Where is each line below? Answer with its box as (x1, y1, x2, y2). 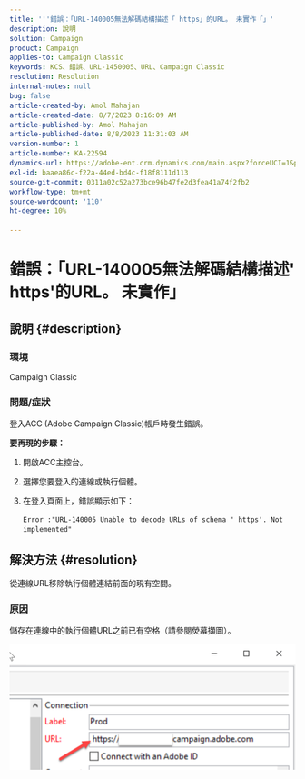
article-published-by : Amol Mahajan (9, 120, 148, 129)
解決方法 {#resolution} (9, 552, 138, 567)
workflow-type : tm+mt (9, 187, 92, 196)
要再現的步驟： (9, 437, 65, 449)
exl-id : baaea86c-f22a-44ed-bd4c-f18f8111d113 (9, 168, 189, 177)
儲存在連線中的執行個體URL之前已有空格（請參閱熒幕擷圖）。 (9, 625, 236, 636)
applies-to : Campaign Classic (9, 53, 124, 63)
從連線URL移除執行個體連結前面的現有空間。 (9, 577, 177, 588)
